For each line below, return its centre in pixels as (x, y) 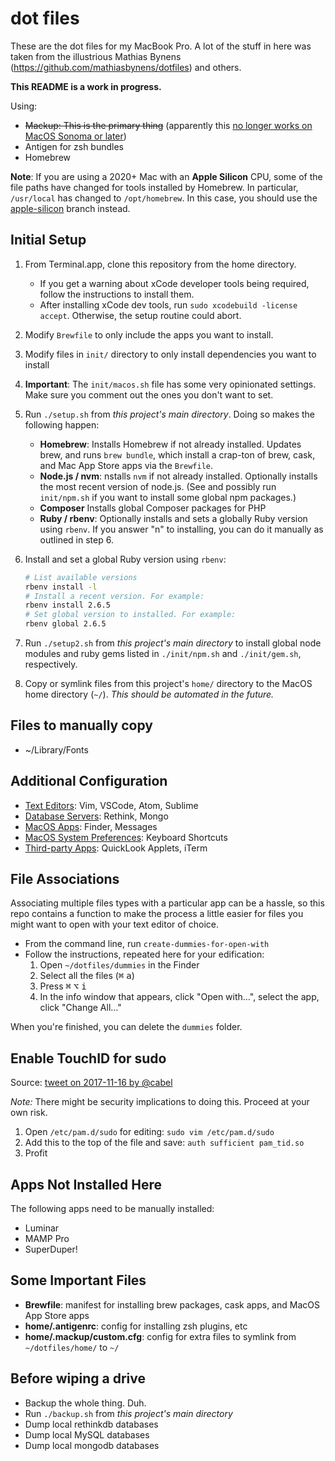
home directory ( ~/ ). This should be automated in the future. (149, 694)
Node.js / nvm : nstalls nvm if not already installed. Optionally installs (178, 476)
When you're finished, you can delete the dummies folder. (126, 1027)
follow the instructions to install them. (117, 294)
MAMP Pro (47, 1239)
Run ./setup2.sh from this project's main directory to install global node (173, 643)
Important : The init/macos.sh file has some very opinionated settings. (170, 384)
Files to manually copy (81, 725)
